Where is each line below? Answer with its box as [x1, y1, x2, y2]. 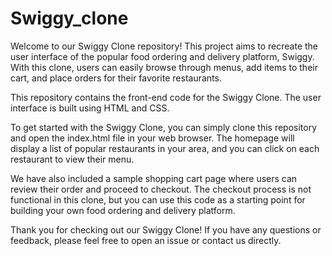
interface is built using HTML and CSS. [10, 102, 170, 114]
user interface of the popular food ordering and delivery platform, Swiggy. [10, 50, 315, 62]
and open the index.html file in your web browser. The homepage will [10, 132, 295, 144]
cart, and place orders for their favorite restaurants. [10, 72, 222, 84]
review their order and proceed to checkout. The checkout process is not [10, 183, 312, 195]
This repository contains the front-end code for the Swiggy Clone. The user [10, 91, 322, 103]
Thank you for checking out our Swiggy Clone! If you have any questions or [10, 223, 322, 236]
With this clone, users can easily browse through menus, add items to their [10, 61, 318, 73]
